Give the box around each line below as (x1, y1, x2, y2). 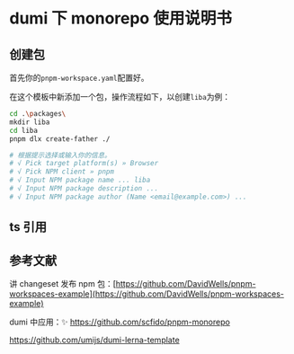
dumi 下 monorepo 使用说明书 (9, 8, 232, 29)
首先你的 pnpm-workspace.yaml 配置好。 (9, 73, 150, 83)
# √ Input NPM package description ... (9, 184, 159, 193)
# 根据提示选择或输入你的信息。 (9, 150, 111, 160)
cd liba (9, 126, 39, 135)
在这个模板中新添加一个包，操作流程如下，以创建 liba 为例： (9, 92, 231, 102)
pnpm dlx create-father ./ (9, 134, 111, 144)
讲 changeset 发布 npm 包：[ (9, 278, 117, 288)
